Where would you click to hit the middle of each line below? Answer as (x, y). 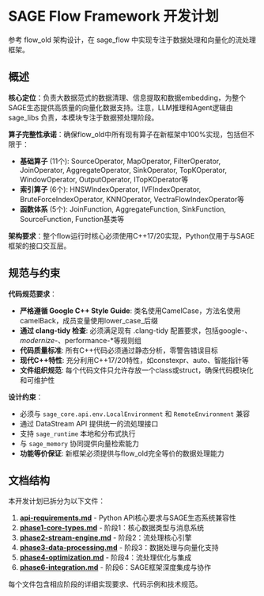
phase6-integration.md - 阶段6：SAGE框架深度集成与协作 (115, 567)
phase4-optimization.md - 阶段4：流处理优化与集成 (106, 558)
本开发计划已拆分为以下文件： (57, 501)
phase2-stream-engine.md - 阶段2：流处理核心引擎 (106, 538)
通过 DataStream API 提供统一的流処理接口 (89, 423)
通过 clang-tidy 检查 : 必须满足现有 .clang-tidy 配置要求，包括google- (132, 330)
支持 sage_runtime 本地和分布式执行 (77, 434)
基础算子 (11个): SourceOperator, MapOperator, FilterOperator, (120, 161)
